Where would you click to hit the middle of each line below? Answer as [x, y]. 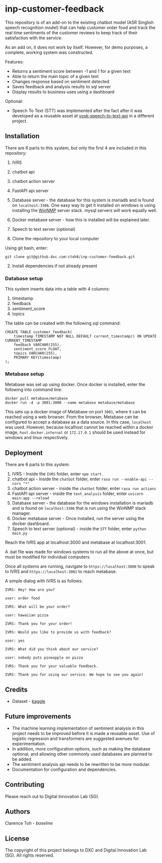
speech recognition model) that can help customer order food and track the [80, 27]
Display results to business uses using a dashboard [63, 92]
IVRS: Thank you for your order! [39, 624]
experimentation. [29, 744]
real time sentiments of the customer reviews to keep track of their [71, 33]
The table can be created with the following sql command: [63, 323]
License [17, 839]
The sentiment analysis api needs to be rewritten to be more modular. [81, 764]
